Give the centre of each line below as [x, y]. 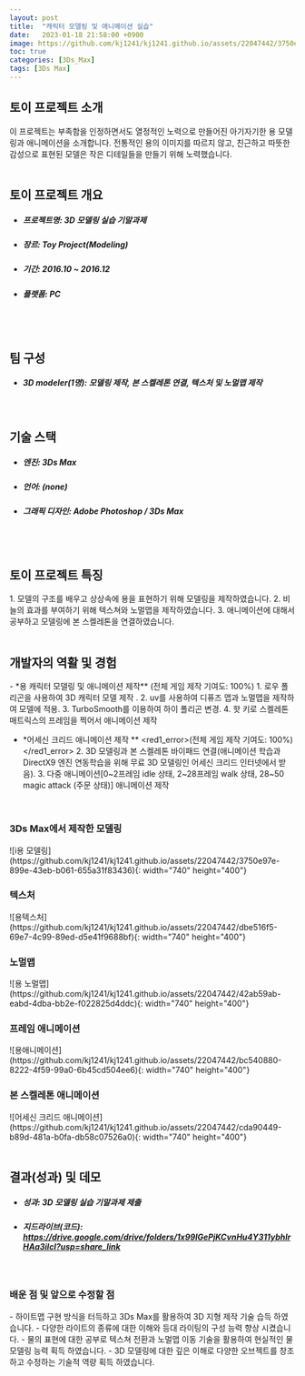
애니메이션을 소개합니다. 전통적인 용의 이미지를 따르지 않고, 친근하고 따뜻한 [158, 143]
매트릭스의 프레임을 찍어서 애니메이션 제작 [84, 720]
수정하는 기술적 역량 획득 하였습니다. [90, 1361]
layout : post [34, 18]
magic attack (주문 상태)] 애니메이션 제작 [96, 785]
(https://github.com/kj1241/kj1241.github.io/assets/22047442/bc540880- [146, 1060]
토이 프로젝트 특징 [56, 575]
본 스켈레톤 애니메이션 [54, 1095]
